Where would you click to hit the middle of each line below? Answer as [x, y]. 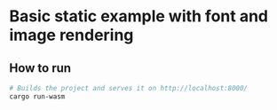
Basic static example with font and [139, 16]
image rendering [71, 35]
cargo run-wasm [37, 96]
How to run [40, 68]
